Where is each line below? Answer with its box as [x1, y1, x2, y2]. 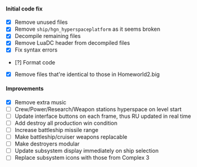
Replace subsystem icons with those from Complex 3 [14, 154, 150, 161]
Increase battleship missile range [14, 126, 99, 134]
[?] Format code [14, 58, 56, 66]
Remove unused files [14, 18, 68, 26]
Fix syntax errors [14, 46, 58, 53]
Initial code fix [6, 5, 43, 12]
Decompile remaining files [14, 33, 81, 40]
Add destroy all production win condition [14, 119, 118, 126]
